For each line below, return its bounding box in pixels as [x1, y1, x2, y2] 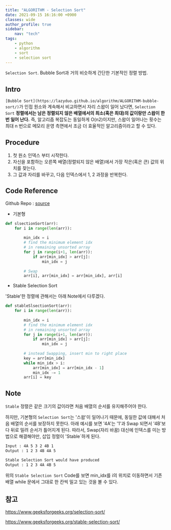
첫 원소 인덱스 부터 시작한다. [12, 152, 69, 158]
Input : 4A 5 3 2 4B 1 [5, 443, 54, 449]
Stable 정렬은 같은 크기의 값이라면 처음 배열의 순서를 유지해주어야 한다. [5, 403, 147, 410]
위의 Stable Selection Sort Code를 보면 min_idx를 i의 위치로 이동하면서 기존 [5, 472, 162, 478]
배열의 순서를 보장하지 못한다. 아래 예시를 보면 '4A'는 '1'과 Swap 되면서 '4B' [10, 420, 162, 427]
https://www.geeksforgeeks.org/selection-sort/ [5, 509, 105, 515]
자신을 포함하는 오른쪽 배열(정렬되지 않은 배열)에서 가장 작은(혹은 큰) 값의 [12, 159, 159, 164]
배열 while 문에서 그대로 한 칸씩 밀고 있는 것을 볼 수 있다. [5, 478, 119, 484]
